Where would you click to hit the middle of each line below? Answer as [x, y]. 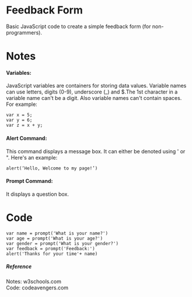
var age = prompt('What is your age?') [55, 238]
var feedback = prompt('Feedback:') [50, 248]
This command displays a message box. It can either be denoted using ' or [96, 151]
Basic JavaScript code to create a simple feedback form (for [78, 26]
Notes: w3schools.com [34, 281]
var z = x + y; [25, 125]
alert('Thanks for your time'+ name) [52, 254]
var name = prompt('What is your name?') [57, 233]
